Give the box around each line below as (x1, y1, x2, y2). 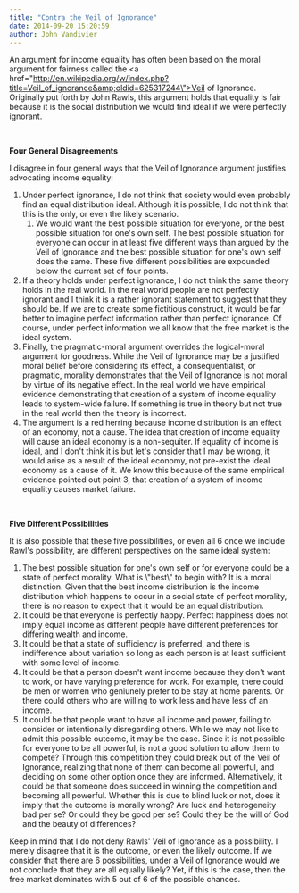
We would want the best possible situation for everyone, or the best (35, 218, 285, 229)
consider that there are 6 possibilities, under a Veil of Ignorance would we (9, 855, 281, 866)
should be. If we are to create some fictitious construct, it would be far (21, 304, 281, 314)
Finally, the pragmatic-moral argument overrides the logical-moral (21, 341, 265, 353)
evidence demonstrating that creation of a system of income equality (21, 389, 277, 400)
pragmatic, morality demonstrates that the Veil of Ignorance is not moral (21, 370, 287, 380)
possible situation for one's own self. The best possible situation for (35, 228, 285, 238)
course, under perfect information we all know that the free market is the (21, 322, 290, 333)
